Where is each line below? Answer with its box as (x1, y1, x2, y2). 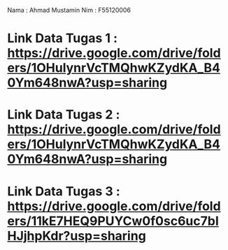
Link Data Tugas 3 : (7, 183, 120, 199)
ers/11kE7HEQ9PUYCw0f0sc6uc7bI (7, 213, 219, 229)
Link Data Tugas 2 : (7, 107, 120, 123)
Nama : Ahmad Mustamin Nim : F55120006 (7, 6, 131, 14)
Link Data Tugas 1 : (7, 31, 117, 46)
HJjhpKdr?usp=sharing (7, 228, 147, 244)
